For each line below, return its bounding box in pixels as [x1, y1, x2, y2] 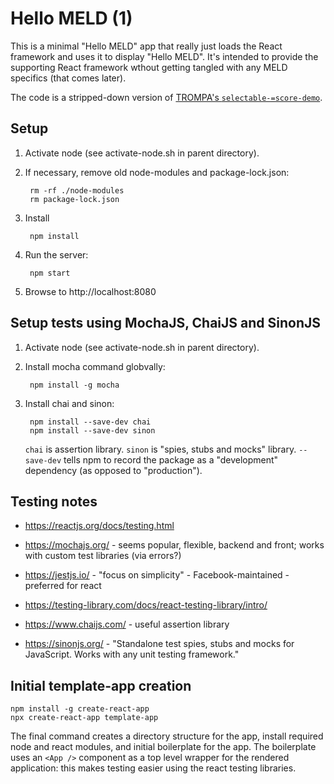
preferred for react [24, 580, 102, 592]
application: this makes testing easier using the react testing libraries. [10, 762, 297, 774]
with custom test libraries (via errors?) [24, 550, 182, 562]
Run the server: [24, 248, 89, 261]
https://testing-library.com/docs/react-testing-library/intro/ [24, 599, 268, 611]
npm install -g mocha [29, 380, 120, 390]
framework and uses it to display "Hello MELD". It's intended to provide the [10, 50, 319, 62]
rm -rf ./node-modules [29, 185, 125, 196]
